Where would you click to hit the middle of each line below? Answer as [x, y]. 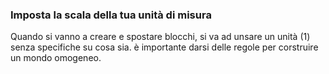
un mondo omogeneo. [56, 58]
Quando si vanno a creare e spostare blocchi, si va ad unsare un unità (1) [160, 37]
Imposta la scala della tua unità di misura [111, 15]
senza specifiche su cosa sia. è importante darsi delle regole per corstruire [164, 47]
